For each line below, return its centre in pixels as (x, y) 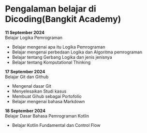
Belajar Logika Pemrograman (34, 38)
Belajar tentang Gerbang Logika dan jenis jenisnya (62, 57)
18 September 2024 (25, 111)
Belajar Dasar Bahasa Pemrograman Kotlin (47, 116)
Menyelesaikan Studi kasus (39, 91)
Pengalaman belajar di (51, 9)
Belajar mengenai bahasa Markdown (48, 101)
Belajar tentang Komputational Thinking (51, 62)
